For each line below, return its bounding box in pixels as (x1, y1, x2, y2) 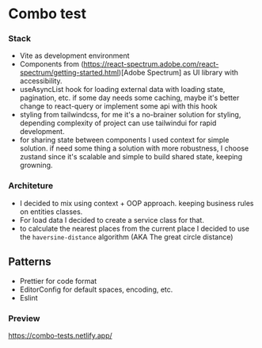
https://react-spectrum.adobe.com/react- (83, 59, 219, 69)
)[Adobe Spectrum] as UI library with (118, 68, 239, 78)
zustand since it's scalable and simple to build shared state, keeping (19, 152, 243, 162)
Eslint (19, 293, 38, 302)
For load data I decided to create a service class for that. (19, 215, 204, 224)
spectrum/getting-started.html (19, 68, 120, 78)
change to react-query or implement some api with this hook (19, 101, 218, 111)
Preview (8, 312, 40, 323)
